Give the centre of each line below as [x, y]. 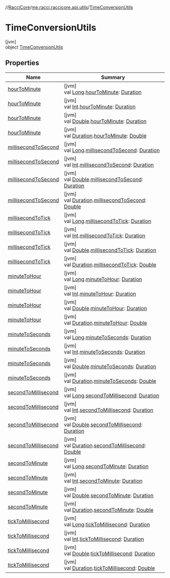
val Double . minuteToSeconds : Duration [110, 366]
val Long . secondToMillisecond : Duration [112, 395]
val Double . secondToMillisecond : [103, 424]
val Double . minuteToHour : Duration [105, 308]
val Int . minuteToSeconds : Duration [105, 352]
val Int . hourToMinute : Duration [100, 107]
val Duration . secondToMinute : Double [109, 510]
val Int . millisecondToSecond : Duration [109, 165]
